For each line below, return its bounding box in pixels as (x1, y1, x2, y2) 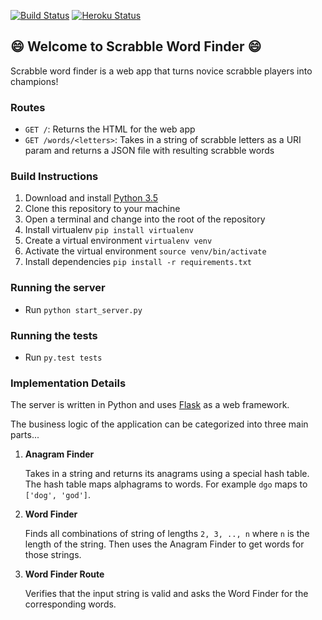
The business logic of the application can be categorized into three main (10, 418, 309, 430)
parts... (10, 429, 40, 441)
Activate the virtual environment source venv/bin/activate (24, 245, 267, 257)
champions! (10, 75, 59, 87)
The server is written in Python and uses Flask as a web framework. (10, 399, 290, 411)
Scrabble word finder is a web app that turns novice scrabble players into (10, 65, 313, 77)
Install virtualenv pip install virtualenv (24, 224, 194, 236)
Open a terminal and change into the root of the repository (24, 213, 266, 225)
